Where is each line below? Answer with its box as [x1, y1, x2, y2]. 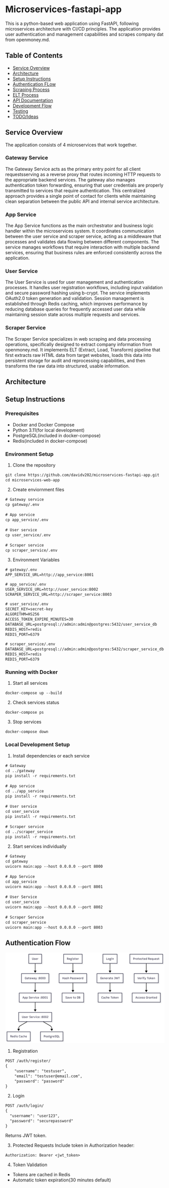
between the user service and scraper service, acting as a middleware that [5, 233, 161, 239]
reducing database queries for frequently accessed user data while [5, 306, 146, 312]
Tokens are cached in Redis [12, 1172, 71, 1178]
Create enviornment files [12, 486, 65, 493]
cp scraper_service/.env [5, 548, 58, 553]
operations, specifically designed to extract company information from [5, 341, 152, 347]
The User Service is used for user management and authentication [5, 279, 144, 285]
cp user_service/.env [5, 533, 51, 538]
